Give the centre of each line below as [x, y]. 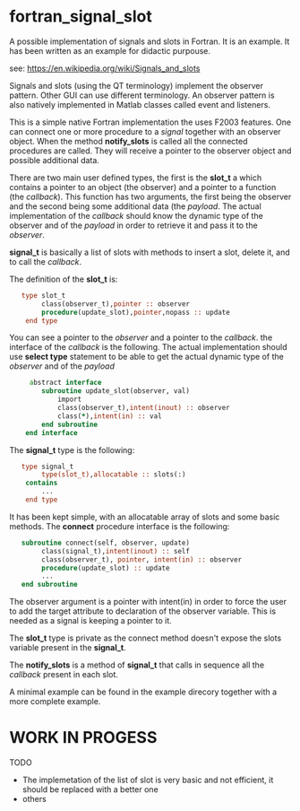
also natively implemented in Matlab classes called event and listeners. [140, 104]
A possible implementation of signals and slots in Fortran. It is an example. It [150, 41]
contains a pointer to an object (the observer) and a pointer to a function [143, 187]
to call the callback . [46, 261]
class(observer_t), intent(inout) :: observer [143, 408]
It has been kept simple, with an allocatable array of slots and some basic [145, 517]
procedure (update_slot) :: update [106, 568]
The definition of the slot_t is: [64, 279]
